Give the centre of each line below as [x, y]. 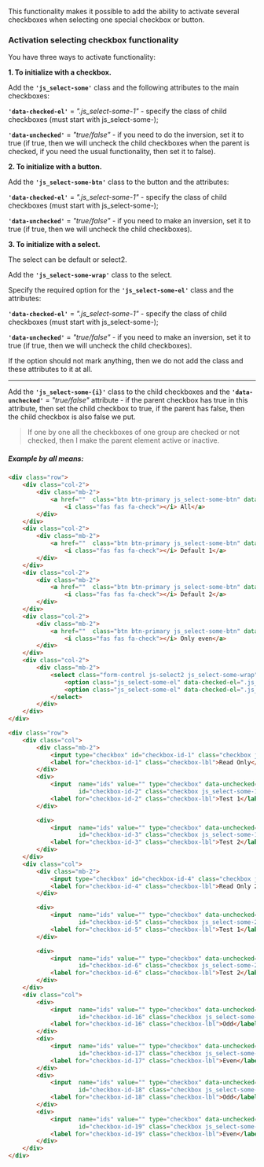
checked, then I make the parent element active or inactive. [123, 440]
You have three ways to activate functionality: [82, 57]
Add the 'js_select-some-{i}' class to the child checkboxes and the [119, 392]
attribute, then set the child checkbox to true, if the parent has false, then [126, 409]
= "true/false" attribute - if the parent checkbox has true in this [147, 400]
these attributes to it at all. [50, 370]
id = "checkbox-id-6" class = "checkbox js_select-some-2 [168, 966]
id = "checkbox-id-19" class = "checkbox [140, 1127]
